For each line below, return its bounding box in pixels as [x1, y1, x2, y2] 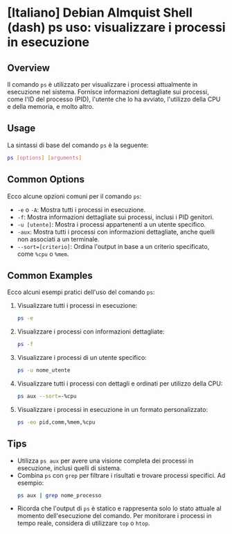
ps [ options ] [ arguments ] [7, 154, 82, 161]
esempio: [17, 479, 44, 487]
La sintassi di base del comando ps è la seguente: [7, 141, 149, 149]
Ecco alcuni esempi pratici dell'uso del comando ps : [7, 288, 155, 296]
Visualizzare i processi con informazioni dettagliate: [17, 327, 165, 336]
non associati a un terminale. [17, 234, 100, 243]
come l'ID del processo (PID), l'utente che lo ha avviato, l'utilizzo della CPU [7, 95, 221, 103]
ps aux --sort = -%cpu [17, 393, 77, 399]
